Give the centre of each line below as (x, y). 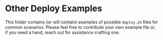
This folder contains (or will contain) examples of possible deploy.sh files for (81, 22)
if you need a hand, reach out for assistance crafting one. (63, 32)
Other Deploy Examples (54, 9)
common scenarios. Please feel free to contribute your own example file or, (80, 27)
